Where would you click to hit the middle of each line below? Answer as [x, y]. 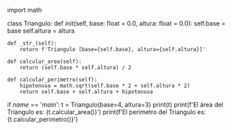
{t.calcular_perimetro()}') [43, 119]
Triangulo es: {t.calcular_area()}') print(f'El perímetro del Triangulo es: [107, 112]
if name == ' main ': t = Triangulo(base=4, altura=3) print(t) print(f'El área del [115, 104]
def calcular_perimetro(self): [52, 80]
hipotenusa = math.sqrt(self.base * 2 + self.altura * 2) [105, 86]
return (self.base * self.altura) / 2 [75, 68]
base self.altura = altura [41, 31]
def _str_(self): [32, 44]
